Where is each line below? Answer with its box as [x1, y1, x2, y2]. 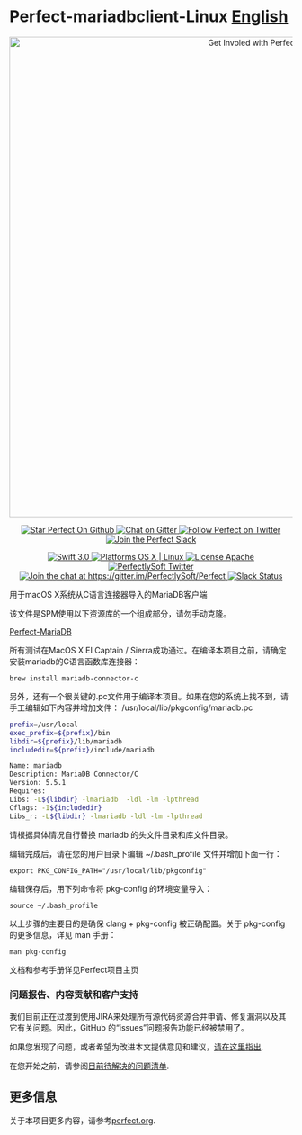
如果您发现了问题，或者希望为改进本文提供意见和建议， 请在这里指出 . [9, 1041, 264, 1052]
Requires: [9, 787, 47, 796]
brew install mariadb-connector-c [9, 673, 139, 683]
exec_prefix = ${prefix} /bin [9, 728, 111, 737]
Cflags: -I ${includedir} [9, 803, 102, 812]
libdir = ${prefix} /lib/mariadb [9, 736, 123, 746]
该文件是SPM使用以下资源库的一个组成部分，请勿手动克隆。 [9, 608, 232, 618]
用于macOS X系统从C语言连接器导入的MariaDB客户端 [9, 589, 208, 599]
